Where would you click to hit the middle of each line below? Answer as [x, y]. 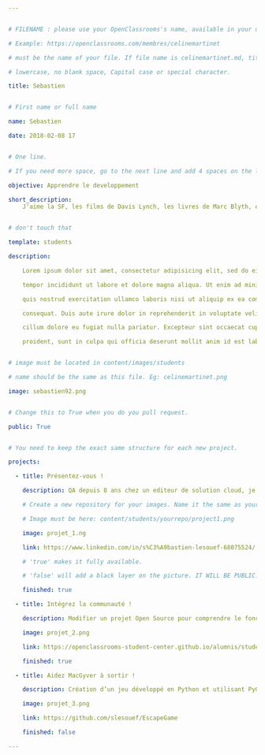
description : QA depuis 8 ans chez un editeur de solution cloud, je [139, 491]
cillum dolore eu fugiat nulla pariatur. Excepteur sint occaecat [134, 328]
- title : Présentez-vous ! [60, 476]
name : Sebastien [35, 122]
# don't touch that [40, 228]
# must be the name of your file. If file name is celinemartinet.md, [127, 58]
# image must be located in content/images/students [97, 363]
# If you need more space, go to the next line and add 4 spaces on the [130, 171]
